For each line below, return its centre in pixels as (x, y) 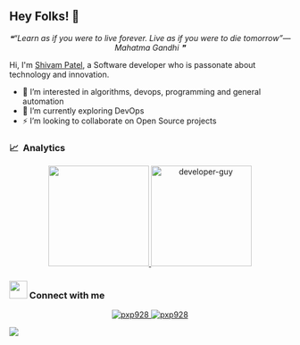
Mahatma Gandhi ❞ (150, 47)
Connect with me (67, 296)
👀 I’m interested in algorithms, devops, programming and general (142, 91)
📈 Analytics (37, 147)
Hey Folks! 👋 (45, 17)
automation (43, 101)
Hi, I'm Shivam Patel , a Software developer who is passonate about (133, 64)
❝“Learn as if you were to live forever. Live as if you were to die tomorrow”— (150, 38)
